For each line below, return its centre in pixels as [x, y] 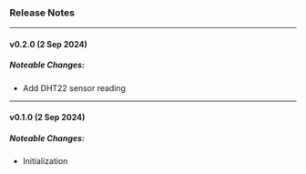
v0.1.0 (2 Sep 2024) [47, 118]
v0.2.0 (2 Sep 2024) [49, 44]
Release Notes [42, 13]
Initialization [45, 161]
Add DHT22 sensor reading [74, 87]
